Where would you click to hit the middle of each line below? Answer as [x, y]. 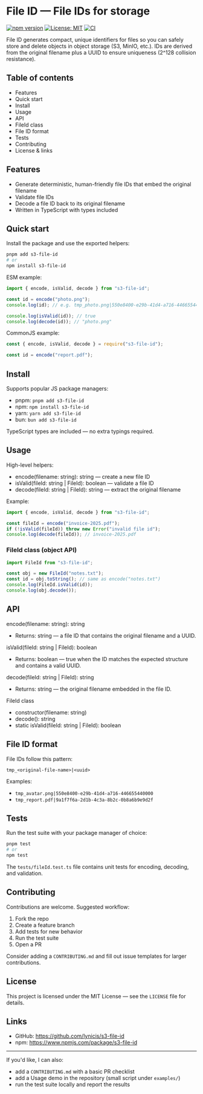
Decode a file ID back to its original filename [70, 203]
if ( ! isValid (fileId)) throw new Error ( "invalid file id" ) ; [84, 529]
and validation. [25, 873]
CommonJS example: [33, 333]
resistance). [21, 59]
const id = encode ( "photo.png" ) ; [48, 299]
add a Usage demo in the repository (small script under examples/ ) [98, 1078]
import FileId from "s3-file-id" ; [50, 562]
